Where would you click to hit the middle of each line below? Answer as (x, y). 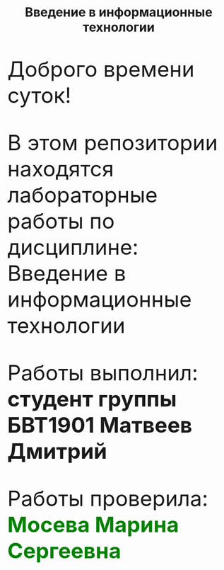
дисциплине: (73, 247)
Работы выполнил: (103, 373)
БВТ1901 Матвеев (100, 425)
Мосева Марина (93, 525)
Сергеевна (64, 551)
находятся (61, 169)
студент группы (92, 399)
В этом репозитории (113, 143)
